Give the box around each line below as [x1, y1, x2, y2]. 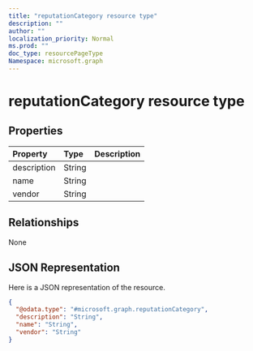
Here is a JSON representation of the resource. [8, 282, 166, 292]
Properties [8, 124, 63, 138]
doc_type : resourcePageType [8, 49, 104, 58]
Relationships [8, 216, 79, 229]
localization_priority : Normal [8, 34, 114, 43]
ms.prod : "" [8, 42, 49, 50]
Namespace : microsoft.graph [8, 58, 104, 66]
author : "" [8, 27, 45, 35]
